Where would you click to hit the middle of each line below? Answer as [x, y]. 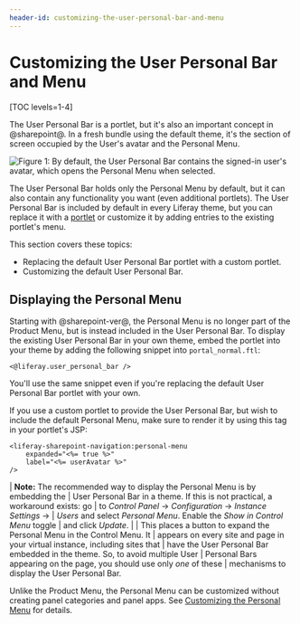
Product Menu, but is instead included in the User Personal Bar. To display [147, 331]
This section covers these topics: [71, 244]
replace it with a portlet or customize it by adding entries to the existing [142, 217]
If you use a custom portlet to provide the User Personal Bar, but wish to [144, 411]
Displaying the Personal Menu [96, 299]
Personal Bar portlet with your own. [75, 393]
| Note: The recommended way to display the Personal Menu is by [133, 487]
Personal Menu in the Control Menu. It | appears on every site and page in [147, 535]
